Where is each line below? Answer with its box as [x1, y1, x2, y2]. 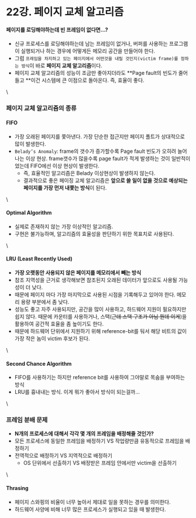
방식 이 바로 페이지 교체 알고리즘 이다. [21, 62, 102, 69]
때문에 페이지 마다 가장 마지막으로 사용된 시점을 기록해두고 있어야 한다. [14, 291, 176, 298]
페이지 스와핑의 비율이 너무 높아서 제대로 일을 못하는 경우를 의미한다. [14, 498, 171, 505]
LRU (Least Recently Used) [6, 255, 73, 262]
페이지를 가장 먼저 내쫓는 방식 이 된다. [23, 184, 107, 191]
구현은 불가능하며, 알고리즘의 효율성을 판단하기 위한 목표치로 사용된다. [14, 230, 174, 237]
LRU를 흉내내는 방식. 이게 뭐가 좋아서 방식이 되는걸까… [14, 389, 140, 396]
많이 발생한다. [14, 140, 47, 147]
